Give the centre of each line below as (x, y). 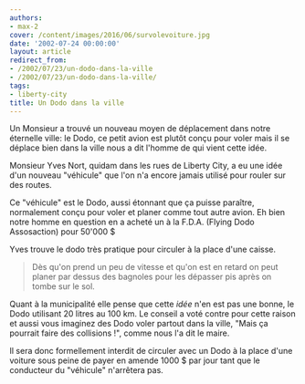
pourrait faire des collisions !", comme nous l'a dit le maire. (120, 333)
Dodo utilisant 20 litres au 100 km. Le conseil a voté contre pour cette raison (152, 314)
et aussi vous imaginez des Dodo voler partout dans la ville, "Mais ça (139, 324)
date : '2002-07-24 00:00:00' (65, 43)
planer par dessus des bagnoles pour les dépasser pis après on (152, 277)
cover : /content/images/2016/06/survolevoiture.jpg (110, 35)
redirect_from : (38, 60)
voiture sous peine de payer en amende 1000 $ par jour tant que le (135, 360)
